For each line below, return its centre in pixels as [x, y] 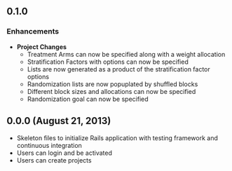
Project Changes [42, 47]
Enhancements [33, 32]
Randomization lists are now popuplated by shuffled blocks [112, 84]
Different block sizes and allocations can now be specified [111, 91]
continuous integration [49, 145]
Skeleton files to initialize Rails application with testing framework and [117, 138]
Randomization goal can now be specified [88, 99]
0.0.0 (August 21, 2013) [59, 121]
